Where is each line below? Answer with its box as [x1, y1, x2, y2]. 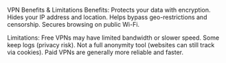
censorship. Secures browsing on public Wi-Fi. [7, 21, 139, 28]
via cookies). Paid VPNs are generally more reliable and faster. [7, 48, 184, 56]
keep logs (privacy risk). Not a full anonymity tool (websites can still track [7, 41, 215, 49]
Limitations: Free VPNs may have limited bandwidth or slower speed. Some [7, 34, 220, 42]
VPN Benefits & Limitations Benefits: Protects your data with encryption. [7, 6, 211, 14]
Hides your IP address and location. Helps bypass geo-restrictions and [7, 13, 207, 21]
